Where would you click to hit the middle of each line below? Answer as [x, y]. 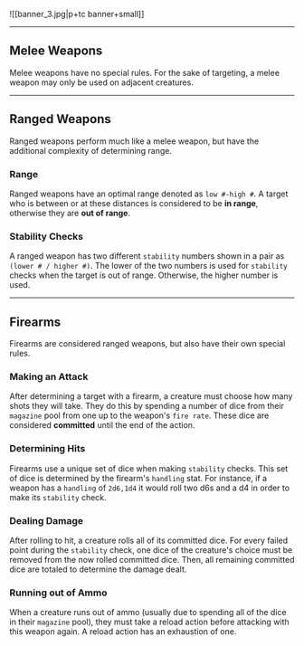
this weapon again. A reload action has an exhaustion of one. [123, 632]
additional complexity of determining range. [91, 150]
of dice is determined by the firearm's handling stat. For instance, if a [138, 478]
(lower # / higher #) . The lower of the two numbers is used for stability [148, 266]
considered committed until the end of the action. [102, 425]
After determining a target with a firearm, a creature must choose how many [151, 396]
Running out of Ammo [58, 593]
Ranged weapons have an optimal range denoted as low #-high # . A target [149, 194]
